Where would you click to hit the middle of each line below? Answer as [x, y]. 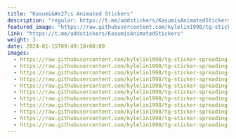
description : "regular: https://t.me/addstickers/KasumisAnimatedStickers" [120, 20]
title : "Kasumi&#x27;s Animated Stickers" [70, 14]
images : [19, 53]
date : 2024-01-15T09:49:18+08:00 [56, 46]
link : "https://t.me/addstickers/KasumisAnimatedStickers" [96, 33]
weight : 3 [22, 40]
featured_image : [31, 27]
